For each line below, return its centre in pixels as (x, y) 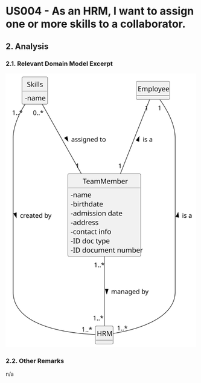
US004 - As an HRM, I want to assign (100, 11)
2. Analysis (27, 46)
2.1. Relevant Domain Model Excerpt (59, 64)
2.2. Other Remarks (35, 361)
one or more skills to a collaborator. (96, 24)
